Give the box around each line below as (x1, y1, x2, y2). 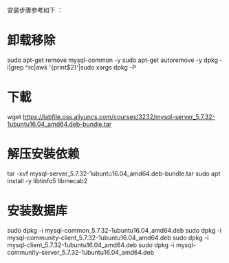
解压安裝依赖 (7, 147, 80, 162)
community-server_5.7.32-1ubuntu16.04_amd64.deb (7, 248, 155, 256)
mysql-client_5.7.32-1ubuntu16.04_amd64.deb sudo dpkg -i (7, 240, 175, 249)
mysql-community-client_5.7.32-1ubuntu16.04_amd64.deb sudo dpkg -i (7, 233, 209, 242)
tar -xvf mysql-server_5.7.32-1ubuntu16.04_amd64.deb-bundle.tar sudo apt (7, 169, 221, 178)
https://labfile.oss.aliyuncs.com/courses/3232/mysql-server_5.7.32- (23, 112, 215, 120)
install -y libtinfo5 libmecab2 (7, 176, 88, 185)
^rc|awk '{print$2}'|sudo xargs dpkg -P (25, 63, 136, 71)
